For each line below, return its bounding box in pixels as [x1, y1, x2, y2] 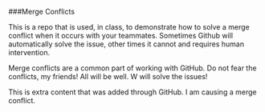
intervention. [8, 48, 51, 57]
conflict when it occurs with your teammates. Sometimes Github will [8, 31, 234, 40]
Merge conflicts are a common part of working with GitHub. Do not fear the [8, 63, 257, 73]
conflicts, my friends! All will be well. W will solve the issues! [8, 72, 208, 81]
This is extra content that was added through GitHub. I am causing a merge [8, 87, 257, 97]
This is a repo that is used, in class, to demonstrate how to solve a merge [8, 22, 251, 31]
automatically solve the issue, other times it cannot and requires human [8, 39, 245, 49]
